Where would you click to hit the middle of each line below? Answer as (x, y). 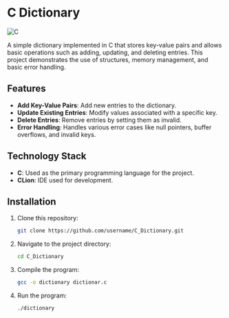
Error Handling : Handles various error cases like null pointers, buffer (114, 127)
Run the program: (42, 295)
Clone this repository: (47, 218)
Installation (32, 201)
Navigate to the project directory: (64, 244)
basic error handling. (37, 67)
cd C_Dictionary (40, 257)
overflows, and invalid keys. (56, 134)
